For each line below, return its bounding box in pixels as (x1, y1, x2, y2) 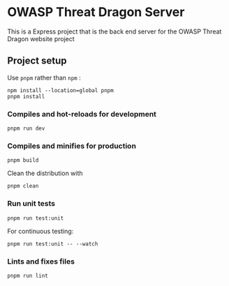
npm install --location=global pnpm (7, 86, 114, 94)
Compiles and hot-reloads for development (7, 109, 157, 119)
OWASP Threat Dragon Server (7, 4, 185, 20)
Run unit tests (7, 199, 56, 209)
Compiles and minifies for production (7, 141, 136, 151)
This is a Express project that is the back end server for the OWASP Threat (7, 27, 222, 36)
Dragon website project (7, 34, 75, 43)
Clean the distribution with (7, 169, 83, 178)
